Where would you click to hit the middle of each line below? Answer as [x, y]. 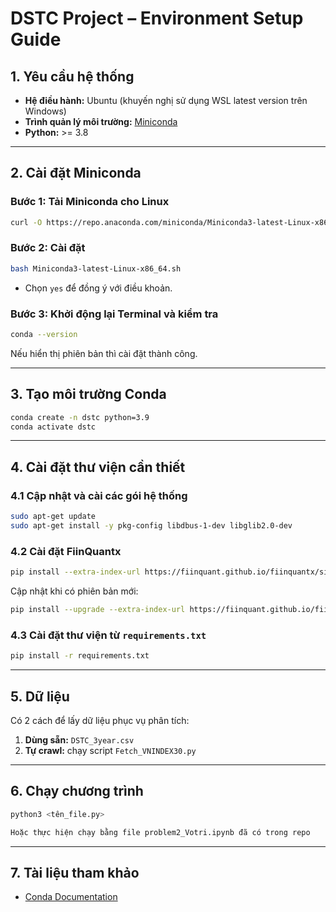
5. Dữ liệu [40, 696]
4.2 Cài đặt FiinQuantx [66, 551]
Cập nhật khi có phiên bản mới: [74, 591]
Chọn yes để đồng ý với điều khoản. [98, 288]
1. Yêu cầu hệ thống [72, 76]
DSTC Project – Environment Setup [157, 18]
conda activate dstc [53, 427]
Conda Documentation [71, 897]
